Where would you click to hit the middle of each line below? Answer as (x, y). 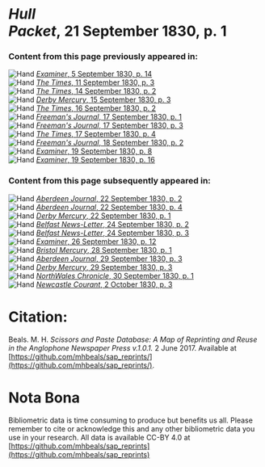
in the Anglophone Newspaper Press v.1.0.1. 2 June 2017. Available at (122, 347)
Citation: (38, 317)
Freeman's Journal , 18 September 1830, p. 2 (110, 143)
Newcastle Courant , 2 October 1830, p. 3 (104, 284)
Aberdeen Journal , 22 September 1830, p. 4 (109, 207)
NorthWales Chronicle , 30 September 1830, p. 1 (115, 276)
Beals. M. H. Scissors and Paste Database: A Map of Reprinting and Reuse (133, 339)
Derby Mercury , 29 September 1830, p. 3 (104, 267)
